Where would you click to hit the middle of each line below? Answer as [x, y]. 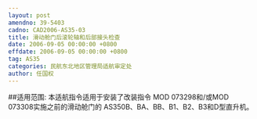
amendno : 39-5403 [36, 23]
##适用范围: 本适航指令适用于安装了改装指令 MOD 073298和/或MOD [119, 97]
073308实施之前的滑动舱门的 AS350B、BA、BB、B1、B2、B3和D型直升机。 [131, 106]
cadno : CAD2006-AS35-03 [47, 30]
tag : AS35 [24, 59]
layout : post [29, 15]
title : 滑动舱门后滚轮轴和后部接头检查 [64, 37]
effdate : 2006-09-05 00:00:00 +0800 [68, 52]
